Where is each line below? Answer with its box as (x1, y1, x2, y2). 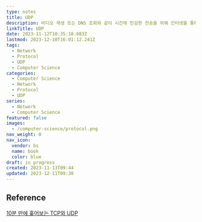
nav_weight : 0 (6, 131, 42, 138)
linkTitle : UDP (6, 25, 44, 32)
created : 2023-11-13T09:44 (6, 165, 74, 171)
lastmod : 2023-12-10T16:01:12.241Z (6, 37, 96, 43)
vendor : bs (11, 142, 39, 149)
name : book (11, 148, 39, 154)
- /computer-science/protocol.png (11, 126, 98, 132)
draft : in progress (6, 160, 55, 166)
